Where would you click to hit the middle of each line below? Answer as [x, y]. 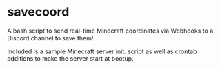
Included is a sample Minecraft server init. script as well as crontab [102, 51]
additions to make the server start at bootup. [70, 58]
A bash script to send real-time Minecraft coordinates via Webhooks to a [110, 31]
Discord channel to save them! [50, 38]
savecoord [38, 12]
